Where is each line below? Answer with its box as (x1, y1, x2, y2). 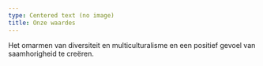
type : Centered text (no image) (8, 11, 115, 20)
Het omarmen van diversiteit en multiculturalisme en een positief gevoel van (8, 40, 256, 49)
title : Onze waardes (8, 19, 77, 27)
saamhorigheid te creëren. (8, 49, 95, 58)
